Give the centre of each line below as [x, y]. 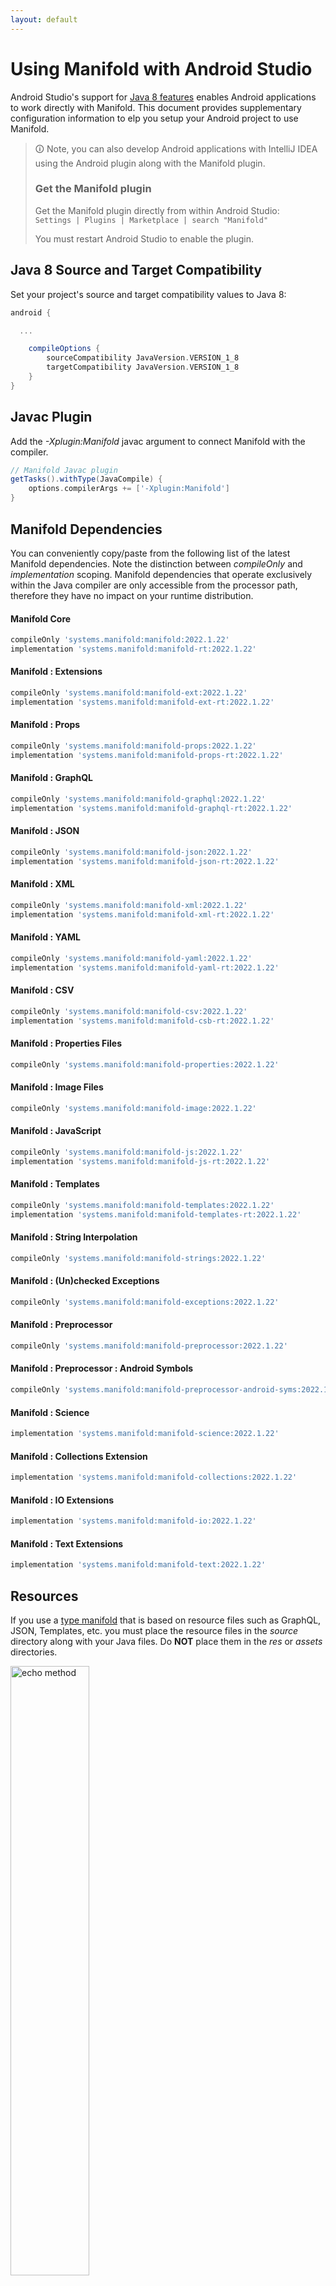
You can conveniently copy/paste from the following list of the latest [150, 553]
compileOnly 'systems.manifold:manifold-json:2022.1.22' [131, 852]
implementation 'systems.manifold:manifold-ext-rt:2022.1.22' [142, 702]
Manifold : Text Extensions [67, 1543]
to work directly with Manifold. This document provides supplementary [156, 107]
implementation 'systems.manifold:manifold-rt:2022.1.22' [133, 649]
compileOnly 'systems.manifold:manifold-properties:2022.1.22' [145, 1064]
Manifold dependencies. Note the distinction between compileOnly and [156, 563]
